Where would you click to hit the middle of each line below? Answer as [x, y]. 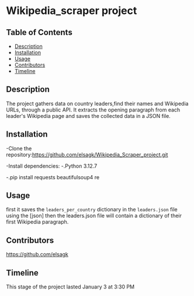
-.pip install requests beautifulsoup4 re [53, 177]
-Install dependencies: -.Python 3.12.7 [52, 166]
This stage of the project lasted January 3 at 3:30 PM [70, 287]
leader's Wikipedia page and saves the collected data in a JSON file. [88, 116]
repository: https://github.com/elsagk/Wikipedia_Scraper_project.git [87, 154]
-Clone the [19, 148]
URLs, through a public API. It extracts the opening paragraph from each [93, 110]
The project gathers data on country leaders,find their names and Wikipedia [97, 103]
